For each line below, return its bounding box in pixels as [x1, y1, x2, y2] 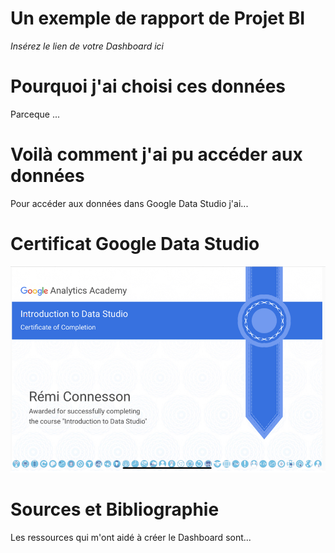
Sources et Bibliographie [10, 498, 220, 521]
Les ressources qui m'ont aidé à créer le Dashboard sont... [10, 532, 252, 544]
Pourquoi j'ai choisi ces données [10, 75, 287, 98]
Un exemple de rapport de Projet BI [10, 7, 306, 30]
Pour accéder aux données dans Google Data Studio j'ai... [10, 197, 249, 209]
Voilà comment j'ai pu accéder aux [10, 143, 303, 166]
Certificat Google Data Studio [10, 233, 260, 255]
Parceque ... [10, 108, 61, 120]
